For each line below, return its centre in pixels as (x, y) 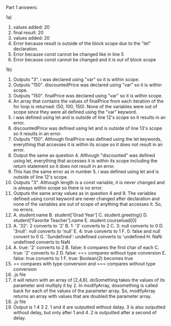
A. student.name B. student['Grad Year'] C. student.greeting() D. (80, 215)
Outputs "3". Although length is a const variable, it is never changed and (89, 182)
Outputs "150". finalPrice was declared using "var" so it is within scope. (88, 96)
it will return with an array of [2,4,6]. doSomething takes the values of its (89, 280)
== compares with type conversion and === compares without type (84, 264)
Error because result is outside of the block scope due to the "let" (82, 43)
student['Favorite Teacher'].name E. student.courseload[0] (75, 220)
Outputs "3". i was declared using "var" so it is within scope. (76, 79)
